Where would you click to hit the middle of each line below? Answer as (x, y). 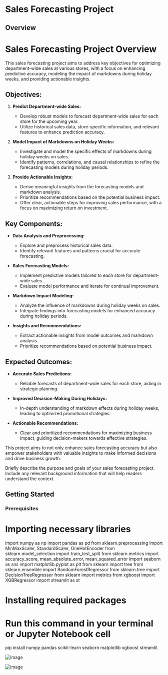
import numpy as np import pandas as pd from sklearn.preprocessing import (84, 543)
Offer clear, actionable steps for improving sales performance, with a (91, 203)
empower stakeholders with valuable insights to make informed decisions (81, 453)
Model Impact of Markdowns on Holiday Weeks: (63, 142)
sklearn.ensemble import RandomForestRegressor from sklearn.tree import (82, 570)
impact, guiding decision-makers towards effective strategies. (84, 438)
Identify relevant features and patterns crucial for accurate (80, 251)
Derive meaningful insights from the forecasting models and (82, 187)
